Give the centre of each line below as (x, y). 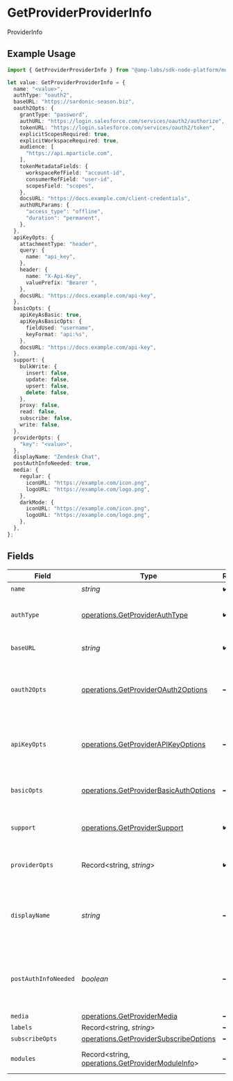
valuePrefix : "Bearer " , (61, 283)
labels (21, 1027)
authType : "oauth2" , (43, 95)
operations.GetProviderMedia (130, 1016)
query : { (32, 250)
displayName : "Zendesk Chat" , (57, 457)
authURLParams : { (45, 205)
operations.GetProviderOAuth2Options (145, 689)
